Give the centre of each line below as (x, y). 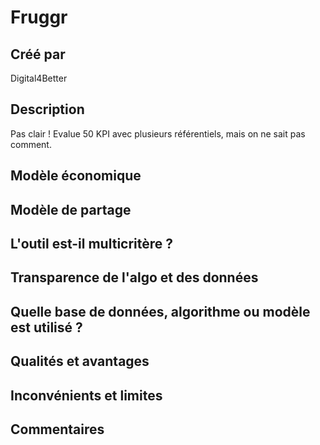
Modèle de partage (71, 209)
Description (47, 109)
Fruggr (39, 17)
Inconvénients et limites (86, 395)
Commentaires (57, 429)
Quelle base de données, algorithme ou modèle (160, 311)
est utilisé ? (46, 327)
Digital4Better (39, 78)
